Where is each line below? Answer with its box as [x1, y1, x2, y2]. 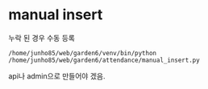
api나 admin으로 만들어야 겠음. [8, 71, 106, 81]
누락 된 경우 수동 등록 [8, 33, 75, 42]
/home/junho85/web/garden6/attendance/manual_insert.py [8, 56, 200, 64]
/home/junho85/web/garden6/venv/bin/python [8, 49, 157, 57]
